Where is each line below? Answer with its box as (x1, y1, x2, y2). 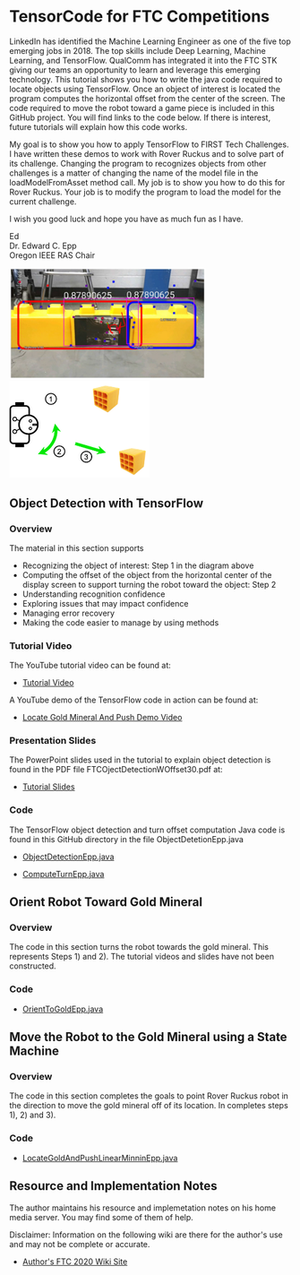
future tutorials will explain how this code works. (9, 121, 188, 132)
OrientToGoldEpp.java (21, 1004, 104, 1014)
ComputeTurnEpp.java (21, 868, 105, 879)
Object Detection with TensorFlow (9, 495, 204, 511)
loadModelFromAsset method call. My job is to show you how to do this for (9, 177, 286, 187)
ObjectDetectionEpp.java (21, 851, 115, 862)
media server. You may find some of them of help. (9, 1211, 194, 1222)
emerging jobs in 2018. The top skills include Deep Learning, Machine (9, 45, 267, 56)
